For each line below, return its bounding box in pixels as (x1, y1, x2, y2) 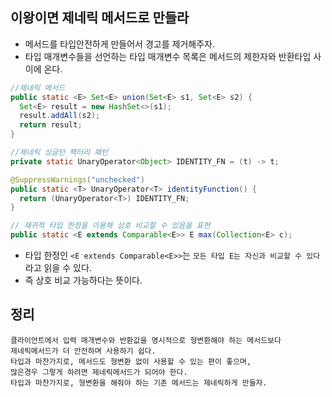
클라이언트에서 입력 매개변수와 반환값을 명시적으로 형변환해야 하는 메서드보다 (10, 335, 282, 345)
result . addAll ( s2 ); (19, 111, 101, 121)
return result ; (19, 120, 83, 130)
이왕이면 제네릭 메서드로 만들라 (10, 9, 190, 27)
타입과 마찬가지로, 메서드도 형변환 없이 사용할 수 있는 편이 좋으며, (10, 356, 252, 367)
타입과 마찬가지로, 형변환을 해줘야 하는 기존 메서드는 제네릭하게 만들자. (10, 378, 268, 388)
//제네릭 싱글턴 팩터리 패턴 (10, 148, 109, 158)
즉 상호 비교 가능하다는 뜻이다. (24, 274, 143, 287)
